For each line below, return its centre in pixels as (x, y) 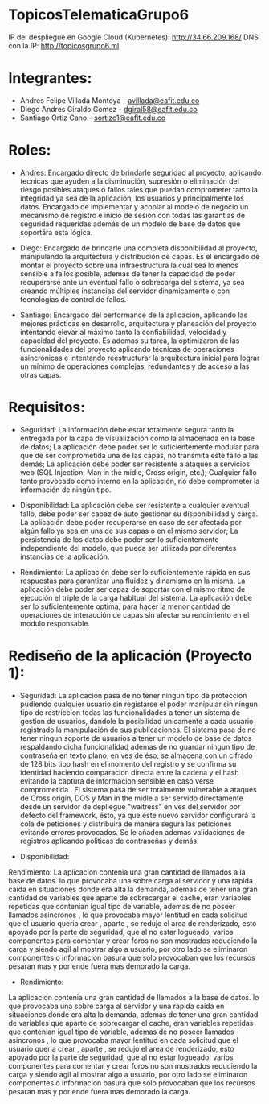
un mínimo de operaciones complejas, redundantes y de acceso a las (134, 366)
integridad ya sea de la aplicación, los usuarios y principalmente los (132, 198)
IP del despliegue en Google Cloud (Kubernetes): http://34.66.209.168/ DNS (133, 37)
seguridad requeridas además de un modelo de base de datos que (130, 224)
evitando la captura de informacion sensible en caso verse (117, 781)
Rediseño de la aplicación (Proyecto (130, 656)
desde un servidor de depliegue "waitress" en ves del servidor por (130, 806)
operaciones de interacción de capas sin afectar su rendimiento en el (134, 614)
